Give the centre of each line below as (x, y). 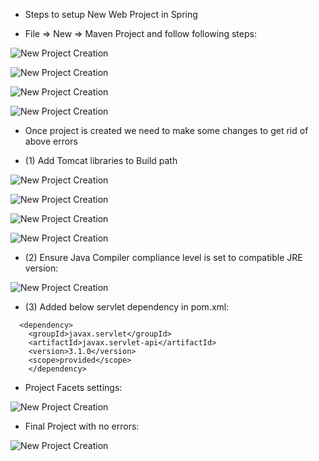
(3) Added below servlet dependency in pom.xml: (127, 307)
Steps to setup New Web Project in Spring (111, 14)
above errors (51, 141)
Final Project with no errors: (82, 426)
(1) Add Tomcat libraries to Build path (101, 160)
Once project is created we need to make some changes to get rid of (166, 130)
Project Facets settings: (73, 387)
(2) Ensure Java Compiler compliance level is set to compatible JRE (163, 257)
